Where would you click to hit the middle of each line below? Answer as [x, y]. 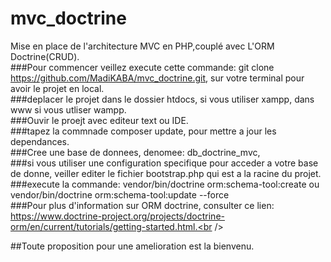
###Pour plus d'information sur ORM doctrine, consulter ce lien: [142, 205]
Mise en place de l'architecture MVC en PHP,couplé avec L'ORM [142, 46]
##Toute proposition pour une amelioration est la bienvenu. [132, 246]
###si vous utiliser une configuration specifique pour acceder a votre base [164, 163]
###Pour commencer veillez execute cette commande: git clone [142, 67]
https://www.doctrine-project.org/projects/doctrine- [117, 216]
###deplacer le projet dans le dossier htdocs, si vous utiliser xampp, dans [162, 99]
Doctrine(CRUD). [45, 56]
